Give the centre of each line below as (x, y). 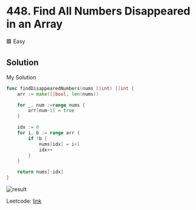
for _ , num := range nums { (51, 105)
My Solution (21, 77)
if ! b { (38, 138)
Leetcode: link (24, 201)
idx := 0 (28, 127)
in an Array (35, 24)
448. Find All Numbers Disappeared (98, 11)
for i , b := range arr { (49, 133)
